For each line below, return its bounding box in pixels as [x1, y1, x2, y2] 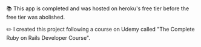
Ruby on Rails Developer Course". [6, 34, 91, 41]
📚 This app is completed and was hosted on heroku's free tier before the [6, 5, 189, 12]
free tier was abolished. [6, 14, 65, 20]
